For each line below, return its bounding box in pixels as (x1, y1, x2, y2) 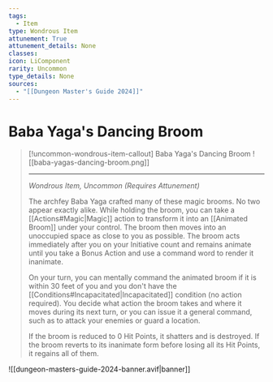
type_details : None (8, 72, 75, 80)
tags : (8, 11, 27, 20)
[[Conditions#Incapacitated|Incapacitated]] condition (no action (28, 290, 242, 300)
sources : (8, 79, 38, 88)
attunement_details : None (8, 42, 96, 50)
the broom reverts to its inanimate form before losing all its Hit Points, (28, 340, 261, 350)
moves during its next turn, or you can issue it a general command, (28, 307, 253, 317)
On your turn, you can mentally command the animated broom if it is (28, 273, 258, 282)
